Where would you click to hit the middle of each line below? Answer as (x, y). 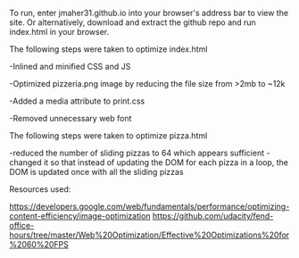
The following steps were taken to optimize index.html (108, 49)
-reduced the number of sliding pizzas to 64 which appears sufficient (137, 153)
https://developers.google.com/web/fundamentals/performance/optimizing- (149, 206)
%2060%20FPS (39, 244)
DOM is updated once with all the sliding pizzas (97, 172)
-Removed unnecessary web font (71, 118)
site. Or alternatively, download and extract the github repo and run (133, 22)
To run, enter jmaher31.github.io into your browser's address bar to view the (149, 13)
